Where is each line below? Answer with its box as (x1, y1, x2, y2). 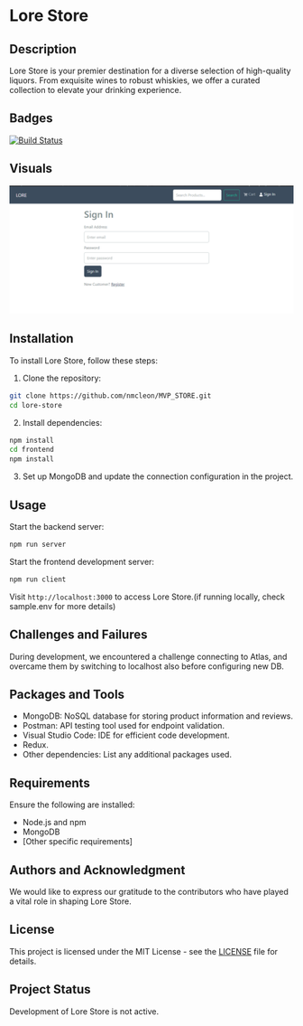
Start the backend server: (9, 522, 105, 532)
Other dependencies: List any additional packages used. (22, 749, 233, 760)
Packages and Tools (9, 686, 124, 701)
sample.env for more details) (9, 600, 116, 611)
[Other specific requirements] (22, 836, 133, 847)
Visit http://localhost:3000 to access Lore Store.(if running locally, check (9, 591, 286, 602)
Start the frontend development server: (9, 556, 155, 567)
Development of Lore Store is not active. (9, 1005, 160, 1017)
